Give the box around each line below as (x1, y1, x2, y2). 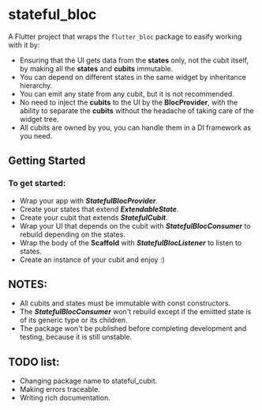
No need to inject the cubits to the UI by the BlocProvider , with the (19, 97, 238, 107)
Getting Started (8, 154, 86, 168)
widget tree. (19, 114, 59, 123)
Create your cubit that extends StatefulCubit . (19, 212, 168, 222)
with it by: (8, 40, 40, 49)
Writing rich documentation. (19, 393, 110, 403)
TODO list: (8, 355, 60, 369)
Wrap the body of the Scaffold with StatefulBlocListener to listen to (19, 237, 242, 247)
